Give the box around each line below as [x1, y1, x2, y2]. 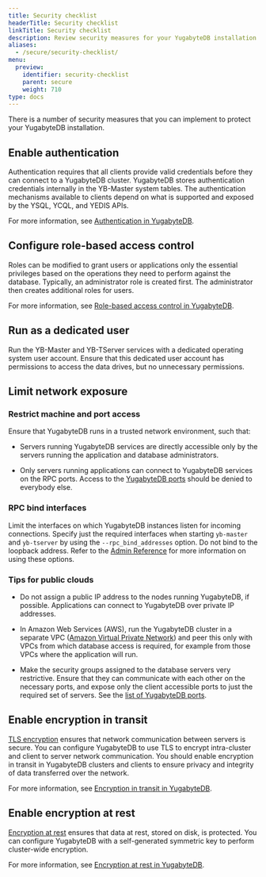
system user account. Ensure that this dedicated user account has [8, 353, 224, 363]
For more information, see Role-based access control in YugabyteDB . [8, 301, 234, 310]
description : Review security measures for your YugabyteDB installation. [8, 33, 260, 42]
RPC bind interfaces [8, 502, 87, 514]
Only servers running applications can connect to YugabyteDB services [19, 466, 253, 475]
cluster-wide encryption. [8, 844, 89, 854]
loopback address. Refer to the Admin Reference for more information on [8, 545, 247, 556]
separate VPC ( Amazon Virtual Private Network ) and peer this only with [19, 633, 253, 642]
